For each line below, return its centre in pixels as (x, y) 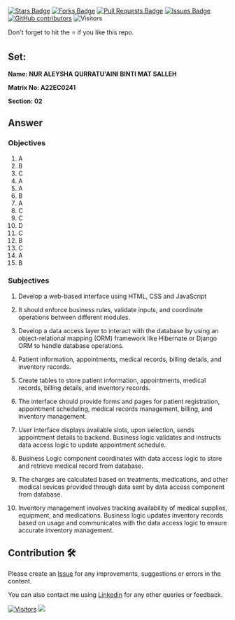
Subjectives (29, 281)
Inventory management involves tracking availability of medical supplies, (123, 508)
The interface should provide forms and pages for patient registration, (119, 401)
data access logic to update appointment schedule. (92, 445)
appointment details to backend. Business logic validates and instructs (120, 437)
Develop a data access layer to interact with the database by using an (118, 330)
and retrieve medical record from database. (81, 466)
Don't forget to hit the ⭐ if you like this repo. (71, 32)
